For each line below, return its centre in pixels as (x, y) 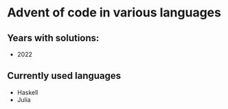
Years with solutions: (53, 38)
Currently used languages (64, 76)
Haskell (27, 92)
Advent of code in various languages (114, 13)
